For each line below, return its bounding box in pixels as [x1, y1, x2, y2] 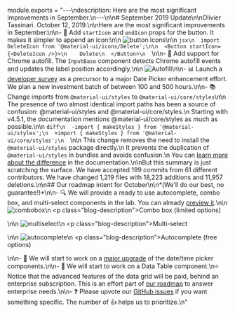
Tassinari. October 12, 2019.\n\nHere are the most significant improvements [7, 21, 226, 29]
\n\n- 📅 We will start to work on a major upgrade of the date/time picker [7, 254, 214, 262]
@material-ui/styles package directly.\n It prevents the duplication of [7, 144, 209, 151]
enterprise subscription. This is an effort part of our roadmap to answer [7, 279, 214, 288]
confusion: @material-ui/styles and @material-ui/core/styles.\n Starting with [7, 108, 228, 116]
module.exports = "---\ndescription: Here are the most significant [7, 6, 197, 14]
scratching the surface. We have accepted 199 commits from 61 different [7, 166, 217, 174]
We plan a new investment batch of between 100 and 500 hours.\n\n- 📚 [7, 83, 216, 90]
